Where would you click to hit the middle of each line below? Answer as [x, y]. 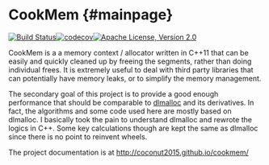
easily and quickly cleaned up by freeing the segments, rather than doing [130, 61]
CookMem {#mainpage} [91, 15]
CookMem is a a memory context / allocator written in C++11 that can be [128, 52]
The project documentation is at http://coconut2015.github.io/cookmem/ [128, 152]
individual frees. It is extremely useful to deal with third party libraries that [131, 69]
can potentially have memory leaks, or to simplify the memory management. [135, 78]
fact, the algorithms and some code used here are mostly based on [120, 111]
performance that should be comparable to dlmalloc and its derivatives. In [131, 102]
